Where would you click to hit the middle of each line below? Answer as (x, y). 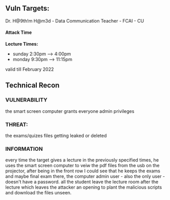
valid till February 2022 (30, 69)
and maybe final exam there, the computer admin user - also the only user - (85, 176)
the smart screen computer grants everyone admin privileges (70, 111)
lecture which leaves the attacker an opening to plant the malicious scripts (84, 187)
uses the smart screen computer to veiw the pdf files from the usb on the (82, 166)
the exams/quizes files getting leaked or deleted (56, 136)
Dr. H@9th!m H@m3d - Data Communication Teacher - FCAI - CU (75, 21)
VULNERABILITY (26, 100)
